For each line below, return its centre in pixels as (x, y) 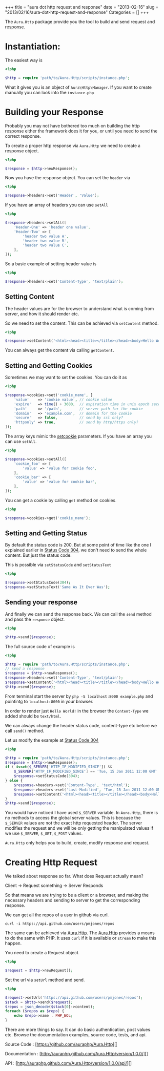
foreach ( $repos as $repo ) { (35, 1011)
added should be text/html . (33, 716)
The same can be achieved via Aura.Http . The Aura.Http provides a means (80, 933)
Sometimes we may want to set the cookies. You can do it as (66, 378)
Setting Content (30, 297)
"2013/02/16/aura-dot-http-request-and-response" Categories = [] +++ (77, 12)
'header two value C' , (46, 245)
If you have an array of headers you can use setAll (57, 205)
